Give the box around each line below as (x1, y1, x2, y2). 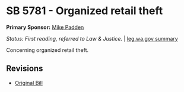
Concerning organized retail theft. (6, 46, 89, 54)
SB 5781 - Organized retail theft (6, 4, 163, 18)
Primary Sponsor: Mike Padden (6, 24, 84, 31)
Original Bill (14, 79, 43, 86)
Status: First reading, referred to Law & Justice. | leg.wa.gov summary (6, 35, 178, 42)
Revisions (6, 64, 43, 74)
